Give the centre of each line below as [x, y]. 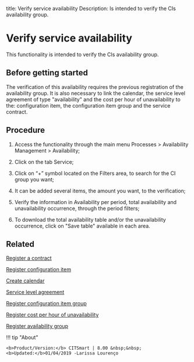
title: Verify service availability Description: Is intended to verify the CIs [91, 8]
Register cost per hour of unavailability [52, 315]
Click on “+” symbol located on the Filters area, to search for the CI [95, 173]
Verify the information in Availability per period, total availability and [95, 202]
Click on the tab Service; [44, 162]
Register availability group [37, 326]
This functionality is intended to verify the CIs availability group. [82, 54]
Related [20, 244]
